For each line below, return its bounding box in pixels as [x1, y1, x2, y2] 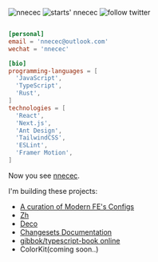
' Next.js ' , [15, 119, 52, 127]
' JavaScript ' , [15, 75, 62, 83]
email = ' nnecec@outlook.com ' [8, 37, 109, 46]
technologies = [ [8, 104, 66, 112]
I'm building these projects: [8, 186, 98, 195]
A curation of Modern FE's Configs [19, 201, 135, 212]
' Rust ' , [15, 89, 41, 98]
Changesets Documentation [19, 227, 113, 236]
